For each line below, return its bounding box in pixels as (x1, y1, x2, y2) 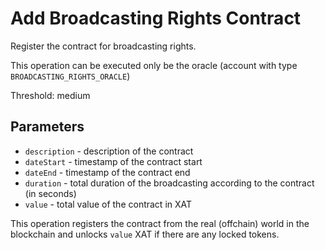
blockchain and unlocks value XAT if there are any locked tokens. (10, 228, 280, 240)
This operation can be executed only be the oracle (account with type (10, 59, 298, 71)
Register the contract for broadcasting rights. (10, 40, 197, 52)
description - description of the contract (24, 145, 194, 157)
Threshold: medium (10, 89, 91, 101)
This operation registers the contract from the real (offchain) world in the (10, 217, 310, 229)
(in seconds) (24, 187, 77, 199)
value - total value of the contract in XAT (24, 198, 193, 210)
